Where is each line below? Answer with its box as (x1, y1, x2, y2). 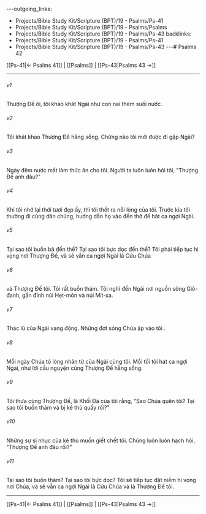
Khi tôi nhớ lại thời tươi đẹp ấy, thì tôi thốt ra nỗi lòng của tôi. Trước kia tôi (6, 205, 190, 213)
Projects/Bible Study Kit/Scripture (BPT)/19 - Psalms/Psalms (15, 24, 167, 31)
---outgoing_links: (6, 6, 52, 12)
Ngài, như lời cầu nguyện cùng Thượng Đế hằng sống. (6, 364, 143, 372)
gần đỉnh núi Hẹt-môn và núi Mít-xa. (21, 291, 113, 299)
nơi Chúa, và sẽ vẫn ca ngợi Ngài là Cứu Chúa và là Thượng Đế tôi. (6, 483, 175, 490)
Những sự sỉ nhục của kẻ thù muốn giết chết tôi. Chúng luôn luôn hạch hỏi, (6, 437, 195, 444)
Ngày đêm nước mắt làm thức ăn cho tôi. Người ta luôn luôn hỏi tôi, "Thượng (6, 166, 199, 174)
